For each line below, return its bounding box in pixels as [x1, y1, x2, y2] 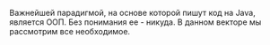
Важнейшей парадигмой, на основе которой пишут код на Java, [9, 8, 256, 18]
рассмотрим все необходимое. [9, 26, 131, 36]
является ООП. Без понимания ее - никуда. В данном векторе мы [9, 17, 262, 27]
